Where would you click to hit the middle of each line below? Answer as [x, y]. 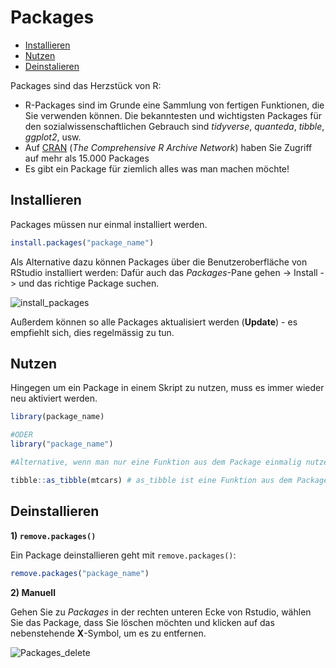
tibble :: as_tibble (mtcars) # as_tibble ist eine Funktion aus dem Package [169, 480]
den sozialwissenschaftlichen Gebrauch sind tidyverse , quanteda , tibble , [174, 126]
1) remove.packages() [53, 535]
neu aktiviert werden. [54, 398]
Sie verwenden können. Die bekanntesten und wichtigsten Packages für [173, 115]
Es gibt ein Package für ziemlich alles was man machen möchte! [157, 168]
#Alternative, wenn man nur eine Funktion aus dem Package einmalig [156, 462]
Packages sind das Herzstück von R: [86, 85]
